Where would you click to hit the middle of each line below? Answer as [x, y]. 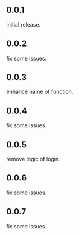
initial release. [24, 24]
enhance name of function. [40, 92]
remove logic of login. [33, 159]
